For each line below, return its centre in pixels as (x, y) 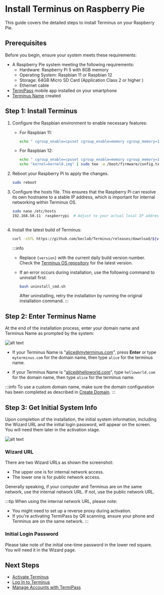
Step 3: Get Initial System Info (51, 407)
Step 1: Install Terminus (41, 111)
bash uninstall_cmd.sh (42, 286)
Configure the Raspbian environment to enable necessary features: (80, 123)
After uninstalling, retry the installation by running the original (81, 296)
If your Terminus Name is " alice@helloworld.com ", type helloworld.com (83, 372)
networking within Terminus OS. (44, 202)
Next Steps (22, 565)
